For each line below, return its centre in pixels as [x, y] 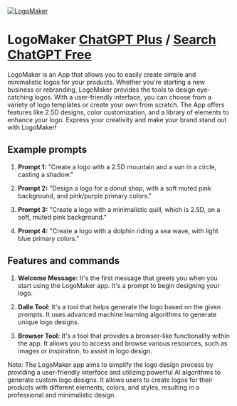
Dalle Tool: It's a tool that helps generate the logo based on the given [119, 306]
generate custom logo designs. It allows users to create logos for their [110, 380]
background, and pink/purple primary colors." [84, 196]
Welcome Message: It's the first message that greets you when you [118, 278]
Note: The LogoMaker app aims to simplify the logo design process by [110, 364]
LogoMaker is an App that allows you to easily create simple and [102, 74]
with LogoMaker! [32, 127]
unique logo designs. [48, 322]
